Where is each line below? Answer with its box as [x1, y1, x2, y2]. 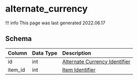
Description [62, 49, 91, 56]
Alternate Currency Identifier [62, 58, 130, 65]
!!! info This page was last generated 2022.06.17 [5, 20, 106, 26]
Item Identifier [62, 66, 96, 73]
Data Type [32, 49, 57, 56]
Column [8, 49, 27, 56]
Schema [5, 34, 32, 43]
